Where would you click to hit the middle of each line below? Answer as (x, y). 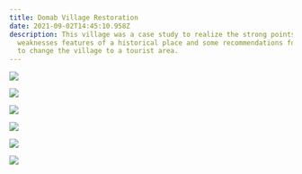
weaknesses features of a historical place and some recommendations (150, 43)
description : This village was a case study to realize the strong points (152, 34)
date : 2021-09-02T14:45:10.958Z (70, 26)
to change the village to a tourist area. (98, 51)
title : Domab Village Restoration (74, 17)
